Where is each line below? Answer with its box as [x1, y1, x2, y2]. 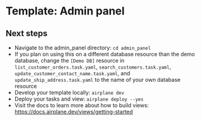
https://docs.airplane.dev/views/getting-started [14, 108, 133, 115]
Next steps [5, 28, 48, 39]
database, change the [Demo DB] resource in [14, 57, 125, 64]
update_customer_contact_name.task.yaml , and [14, 70, 131, 76]
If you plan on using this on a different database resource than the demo [14, 51, 195, 58]
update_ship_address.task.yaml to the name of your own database [14, 76, 181, 83]
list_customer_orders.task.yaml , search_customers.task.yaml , [14, 63, 171, 70]
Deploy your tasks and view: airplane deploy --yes [14, 95, 143, 102]
